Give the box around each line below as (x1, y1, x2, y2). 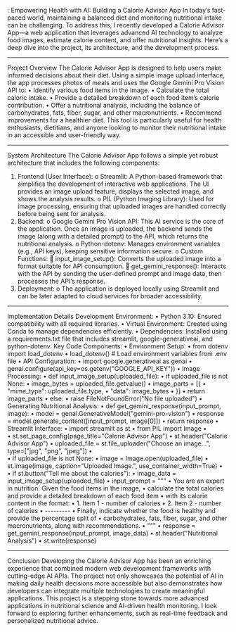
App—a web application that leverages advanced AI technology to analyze (7, 28, 223, 37)
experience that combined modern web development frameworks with (7, 564, 211, 572)
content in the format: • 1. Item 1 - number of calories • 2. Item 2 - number (7, 499, 222, 507)
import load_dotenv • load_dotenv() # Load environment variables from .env (7, 350, 227, 358)
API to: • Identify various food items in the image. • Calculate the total (7, 86, 209, 94)
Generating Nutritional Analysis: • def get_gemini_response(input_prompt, (7, 402, 221, 410)
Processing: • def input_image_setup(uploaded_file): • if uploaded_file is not (7, 372, 228, 380)
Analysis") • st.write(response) (7, 536, 97, 545)
